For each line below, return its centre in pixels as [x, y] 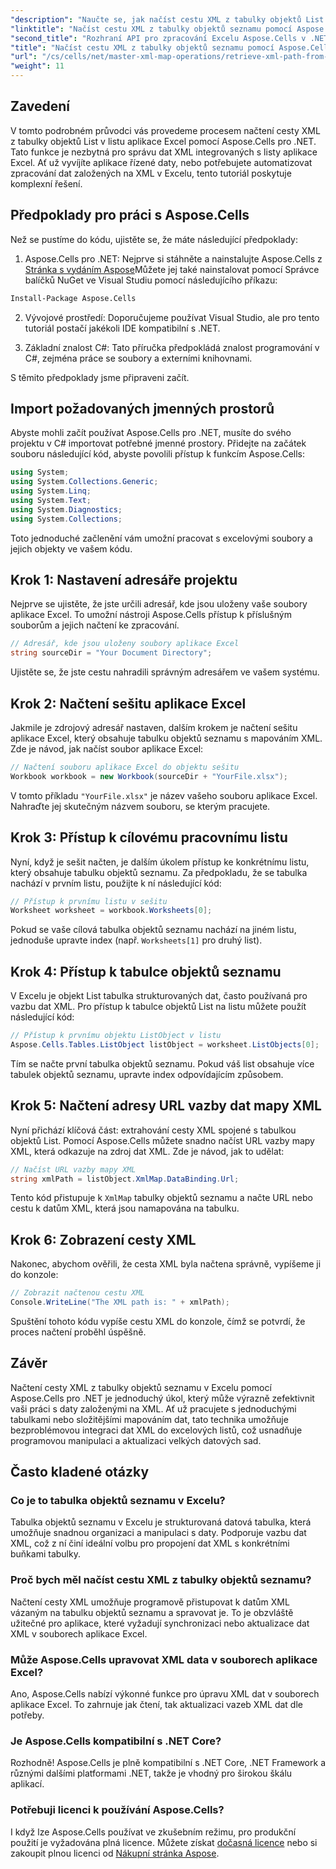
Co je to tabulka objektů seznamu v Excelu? [118, 1501]
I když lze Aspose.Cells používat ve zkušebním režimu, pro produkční [153, 1832]
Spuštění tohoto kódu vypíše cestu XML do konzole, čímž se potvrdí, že [158, 1321]
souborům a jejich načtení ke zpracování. [95, 625]
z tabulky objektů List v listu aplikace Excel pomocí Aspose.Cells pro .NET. [163, 141]
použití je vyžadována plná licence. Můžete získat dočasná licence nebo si [164, 1842]
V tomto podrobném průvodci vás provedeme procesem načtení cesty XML [165, 130]
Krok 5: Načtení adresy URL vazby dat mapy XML [166, 1106]
